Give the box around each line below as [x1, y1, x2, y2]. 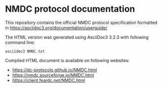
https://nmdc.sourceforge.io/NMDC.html [12, 72, 94, 78]
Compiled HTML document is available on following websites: [5, 57, 130, 63]
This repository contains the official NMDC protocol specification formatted [5, 20, 158, 25]
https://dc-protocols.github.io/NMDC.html [12, 67, 97, 73]
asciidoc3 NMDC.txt [5, 49, 45, 54]
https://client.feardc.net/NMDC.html [12, 77, 85, 83]
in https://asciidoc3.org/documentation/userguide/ [5, 24, 108, 30]
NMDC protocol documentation [5, 3, 135, 15]
